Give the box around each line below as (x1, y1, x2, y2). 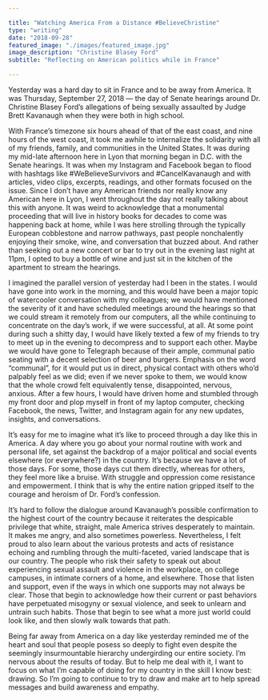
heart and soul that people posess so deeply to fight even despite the (8, 640, 238, 649)
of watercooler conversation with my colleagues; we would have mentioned (8, 295, 258, 305)
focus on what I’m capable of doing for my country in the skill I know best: (8, 666, 252, 674)
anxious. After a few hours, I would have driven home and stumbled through (8, 389, 258, 398)
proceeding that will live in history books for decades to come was (8, 212, 227, 221)
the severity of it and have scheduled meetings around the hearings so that (8, 304, 256, 313)
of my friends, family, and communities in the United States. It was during (8, 144, 250, 152)
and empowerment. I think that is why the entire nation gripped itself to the (8, 481, 254, 490)
